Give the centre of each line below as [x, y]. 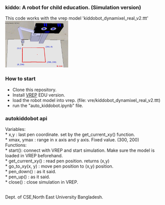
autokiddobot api [26, 118]
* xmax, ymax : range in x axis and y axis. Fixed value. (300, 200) [72, 140]
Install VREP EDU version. [39, 95]
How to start [20, 79]
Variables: [15, 129]
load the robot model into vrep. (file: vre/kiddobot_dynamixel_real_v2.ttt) [86, 100]
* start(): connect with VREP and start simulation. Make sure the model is [80, 150]
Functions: [16, 145]
